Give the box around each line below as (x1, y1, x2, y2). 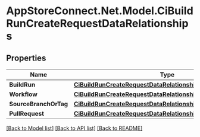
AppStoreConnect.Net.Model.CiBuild (6, 4, 193, 18)
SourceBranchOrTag (9, 100, 68, 108)
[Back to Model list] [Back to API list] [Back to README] (6, 125, 143, 132)
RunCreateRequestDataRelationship (6, 17, 189, 30)
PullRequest (9, 110, 45, 117)
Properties (6, 53, 46, 63)
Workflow (9, 90, 37, 98)
